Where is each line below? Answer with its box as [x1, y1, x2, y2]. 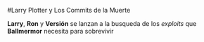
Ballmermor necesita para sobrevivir [7, 27, 114, 35]
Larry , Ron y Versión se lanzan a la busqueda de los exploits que [7, 20, 197, 27]
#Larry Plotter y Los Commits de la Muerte [7, 6, 131, 14]
